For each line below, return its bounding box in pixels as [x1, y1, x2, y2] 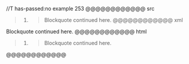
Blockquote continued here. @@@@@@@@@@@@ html [6, 28, 147, 35]
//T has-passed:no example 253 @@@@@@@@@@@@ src [6, 5, 155, 12]
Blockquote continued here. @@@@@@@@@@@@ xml [44, 17, 183, 23]
